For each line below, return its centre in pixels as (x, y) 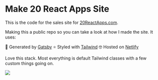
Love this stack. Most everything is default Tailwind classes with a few (76, 58)
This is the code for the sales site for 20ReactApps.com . (62, 22)
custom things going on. (30, 63)
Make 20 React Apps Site (57, 9)
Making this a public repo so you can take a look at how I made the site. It (79, 32)
